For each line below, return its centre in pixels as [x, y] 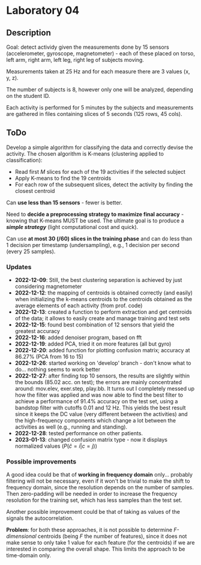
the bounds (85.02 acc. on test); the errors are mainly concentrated [98, 382]
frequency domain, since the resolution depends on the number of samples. [100, 487]
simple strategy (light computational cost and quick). [72, 227]
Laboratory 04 [43, 11]
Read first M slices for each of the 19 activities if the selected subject [100, 171]
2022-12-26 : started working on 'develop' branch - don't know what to [103, 363]
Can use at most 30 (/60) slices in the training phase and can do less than [99, 239]
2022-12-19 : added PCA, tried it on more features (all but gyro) [93, 344]
